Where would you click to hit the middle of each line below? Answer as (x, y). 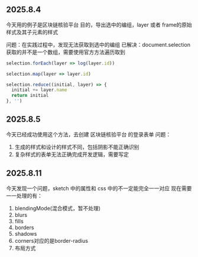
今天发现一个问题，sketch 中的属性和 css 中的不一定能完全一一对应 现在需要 (99, 188)
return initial (30, 96)
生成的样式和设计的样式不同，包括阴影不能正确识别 (77, 147)
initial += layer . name (39, 90)
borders (24, 227)
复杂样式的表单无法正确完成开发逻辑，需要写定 (72, 154)
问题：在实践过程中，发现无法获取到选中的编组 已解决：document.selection (98, 44)
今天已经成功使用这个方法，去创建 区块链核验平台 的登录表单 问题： (89, 134)
